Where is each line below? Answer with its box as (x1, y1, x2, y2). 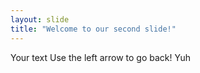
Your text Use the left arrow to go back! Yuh (10, 51, 192, 63)
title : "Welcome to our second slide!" (10, 24, 177, 34)
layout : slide (10, 14, 70, 25)
